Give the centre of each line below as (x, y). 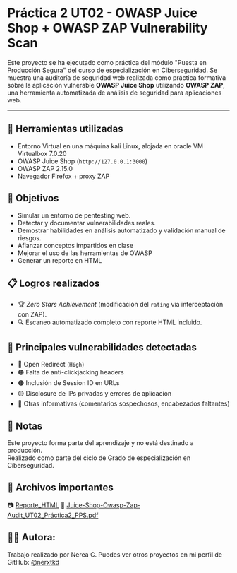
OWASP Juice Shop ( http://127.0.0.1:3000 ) (83, 161)
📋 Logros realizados (54, 283)
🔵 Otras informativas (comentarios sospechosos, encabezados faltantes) (124, 403)
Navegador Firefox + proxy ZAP (63, 176)
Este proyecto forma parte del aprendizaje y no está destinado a (101, 443)
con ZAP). (32, 314)
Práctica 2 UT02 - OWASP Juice (102, 13)
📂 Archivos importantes (61, 488)
